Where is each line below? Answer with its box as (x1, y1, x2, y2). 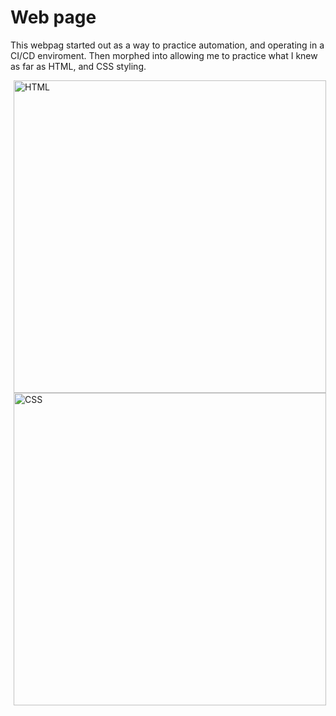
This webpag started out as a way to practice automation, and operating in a (10, 39, 325, 51)
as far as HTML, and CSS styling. (10, 60, 147, 72)
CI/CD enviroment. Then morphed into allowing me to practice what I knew (10, 49, 318, 61)
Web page (10, 6, 97, 29)
